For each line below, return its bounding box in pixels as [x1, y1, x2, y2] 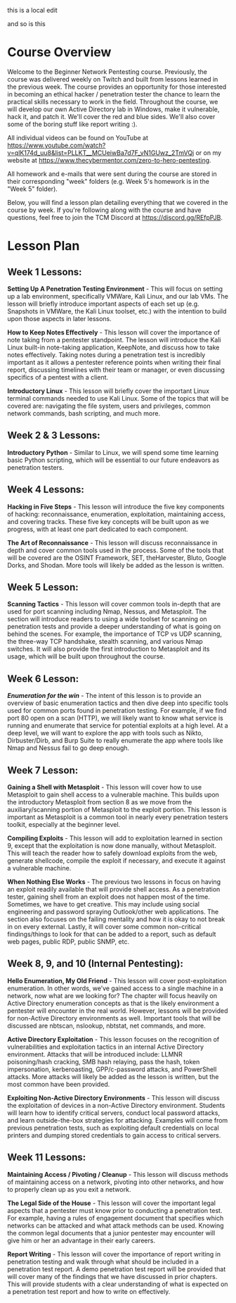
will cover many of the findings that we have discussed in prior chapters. [7, 1272, 218, 1280]
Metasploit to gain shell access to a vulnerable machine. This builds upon [7, 790, 220, 799]
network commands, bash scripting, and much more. [7, 409, 160, 418]
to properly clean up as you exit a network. [7, 1185, 131, 1193]
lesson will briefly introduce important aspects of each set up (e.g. [7, 299, 199, 308]
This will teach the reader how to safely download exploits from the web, [7, 849, 218, 857]
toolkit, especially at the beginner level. [7, 821, 121, 828]
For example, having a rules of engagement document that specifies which [7, 1214, 224, 1222]
